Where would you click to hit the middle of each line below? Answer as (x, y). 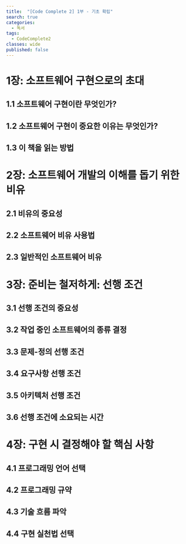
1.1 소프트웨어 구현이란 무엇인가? (62, 104)
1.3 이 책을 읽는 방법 (40, 148)
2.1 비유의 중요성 (34, 213)
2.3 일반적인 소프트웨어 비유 (54, 257)
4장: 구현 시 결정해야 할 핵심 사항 (80, 445)
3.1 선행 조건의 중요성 (42, 308)
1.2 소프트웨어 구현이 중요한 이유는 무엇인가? (82, 126)
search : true (22, 17)
